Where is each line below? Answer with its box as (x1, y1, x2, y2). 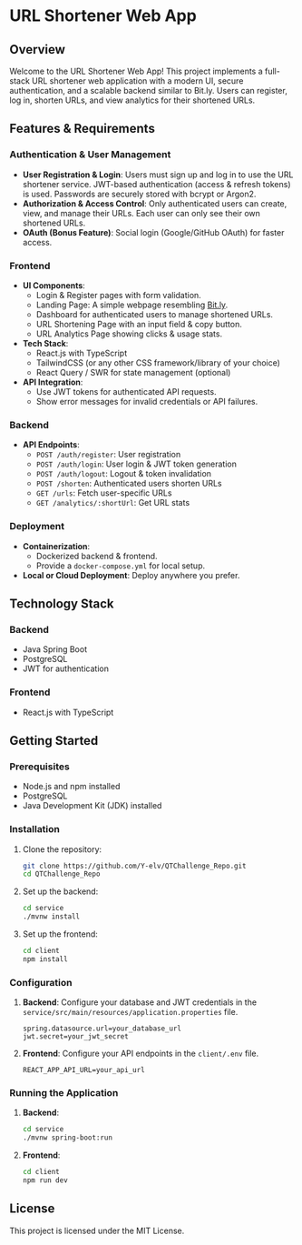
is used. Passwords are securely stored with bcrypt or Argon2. (22, 188, 257, 199)
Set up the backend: (22, 886, 99, 897)
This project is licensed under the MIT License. (9, 1225, 185, 1236)
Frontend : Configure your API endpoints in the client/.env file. (22, 1048, 259, 1059)
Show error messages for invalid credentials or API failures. (35, 396, 258, 407)
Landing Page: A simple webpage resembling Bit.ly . (35, 299, 229, 310)
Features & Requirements (9, 121, 156, 136)
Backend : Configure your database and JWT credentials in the (22, 997, 257, 1008)
